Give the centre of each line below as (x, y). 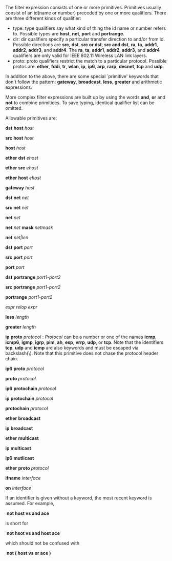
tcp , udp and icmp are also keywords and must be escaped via (72, 348)
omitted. (14, 108)
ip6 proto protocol (25, 369)
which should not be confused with (42, 543)
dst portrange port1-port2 (33, 277)
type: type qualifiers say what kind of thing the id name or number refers (89, 28)
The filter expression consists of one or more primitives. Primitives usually (83, 7)
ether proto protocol (27, 468)
